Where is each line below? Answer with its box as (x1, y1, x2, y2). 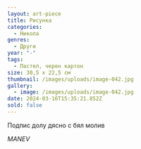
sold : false (7, 102, 42, 109)
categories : (7, 23, 42, 30)
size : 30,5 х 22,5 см (7, 69, 71, 76)
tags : (7, 56, 23, 63)
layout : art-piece (7, 10, 61, 18)
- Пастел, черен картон (13, 63, 83, 70)
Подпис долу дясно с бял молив (7, 121, 105, 129)
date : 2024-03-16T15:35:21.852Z (7, 96, 102, 103)
